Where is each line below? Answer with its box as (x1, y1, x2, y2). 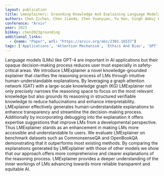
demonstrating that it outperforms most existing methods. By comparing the (5, 140, 158, 146)
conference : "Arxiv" (5, 21, 47, 26)
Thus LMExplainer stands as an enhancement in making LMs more (5, 124, 139, 130)
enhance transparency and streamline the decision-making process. (5, 109, 143, 115)
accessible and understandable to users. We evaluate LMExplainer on (5, 130, 145, 135)
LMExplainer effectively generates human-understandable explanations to (5, 104, 154, 110)
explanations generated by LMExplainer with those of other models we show (5, 145, 159, 151)
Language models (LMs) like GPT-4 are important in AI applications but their (5, 57, 158, 63)
